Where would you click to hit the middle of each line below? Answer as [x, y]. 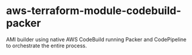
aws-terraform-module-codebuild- [94, 11]
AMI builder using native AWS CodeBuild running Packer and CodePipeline [96, 39]
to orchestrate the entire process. [46, 46]
